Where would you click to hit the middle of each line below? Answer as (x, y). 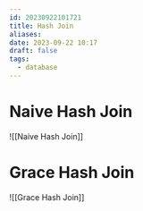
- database (38, 68)
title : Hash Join (42, 26)
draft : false (34, 51)
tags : (19, 59)
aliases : (25, 34)
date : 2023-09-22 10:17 (54, 42)
